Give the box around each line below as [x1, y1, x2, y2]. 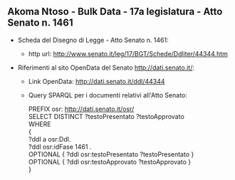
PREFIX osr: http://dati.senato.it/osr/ [28, 105, 135, 113]
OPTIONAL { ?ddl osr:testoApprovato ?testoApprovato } [28, 157, 192, 166]
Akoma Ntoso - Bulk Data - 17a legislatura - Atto [7, 6, 223, 18]
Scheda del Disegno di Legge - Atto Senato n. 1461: [17, 36, 169, 44]
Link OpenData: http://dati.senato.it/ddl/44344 [28, 77, 165, 85]
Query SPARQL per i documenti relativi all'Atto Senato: [28, 90, 187, 99]
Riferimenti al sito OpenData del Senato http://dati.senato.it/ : [17, 63, 194, 72]
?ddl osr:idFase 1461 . [28, 142, 92, 151]
